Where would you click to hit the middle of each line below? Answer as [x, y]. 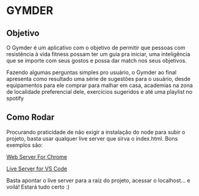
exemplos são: [24, 145]
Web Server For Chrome [37, 156]
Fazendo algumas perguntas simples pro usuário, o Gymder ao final [92, 72]
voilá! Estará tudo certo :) [38, 187]
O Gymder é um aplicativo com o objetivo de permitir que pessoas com [96, 47]
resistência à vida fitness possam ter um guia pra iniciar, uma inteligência [98, 54]
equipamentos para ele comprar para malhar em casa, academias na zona [100, 85]
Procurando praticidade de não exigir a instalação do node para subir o [96, 132]
